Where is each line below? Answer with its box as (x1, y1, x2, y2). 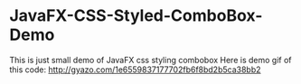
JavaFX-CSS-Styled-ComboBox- (9, 5, 263, 26)
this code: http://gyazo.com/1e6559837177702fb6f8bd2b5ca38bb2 (9, 64, 261, 75)
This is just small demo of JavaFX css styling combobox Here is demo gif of (9, 54, 292, 65)
